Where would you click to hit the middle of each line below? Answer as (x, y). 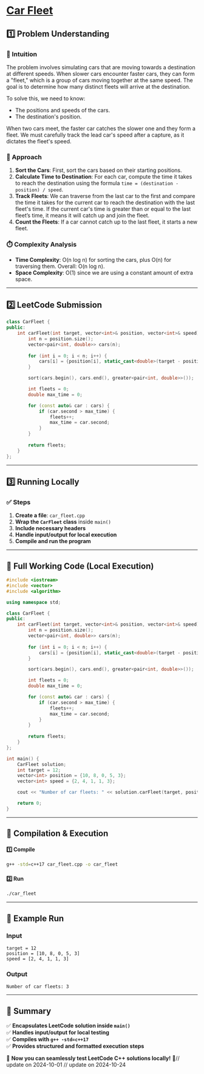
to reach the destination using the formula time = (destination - (97, 183)
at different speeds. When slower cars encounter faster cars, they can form (101, 74)
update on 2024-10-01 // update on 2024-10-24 (66, 1065)
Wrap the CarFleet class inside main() (63, 522)
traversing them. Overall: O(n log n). (60, 266)
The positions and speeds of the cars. (63, 110)
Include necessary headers (50, 528)
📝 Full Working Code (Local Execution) (80, 566)
